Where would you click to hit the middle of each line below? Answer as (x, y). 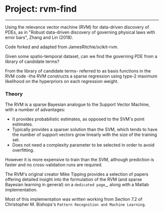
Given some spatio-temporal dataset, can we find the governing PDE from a (81, 56)
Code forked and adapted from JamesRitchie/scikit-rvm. (62, 47)
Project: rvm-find (41, 9)
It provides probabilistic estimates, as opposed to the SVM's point (78, 119)
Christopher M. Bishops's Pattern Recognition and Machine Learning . (75, 204)
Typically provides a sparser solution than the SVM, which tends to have (85, 130)
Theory (14, 94)
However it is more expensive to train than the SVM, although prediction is (80, 160)
